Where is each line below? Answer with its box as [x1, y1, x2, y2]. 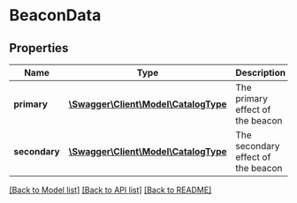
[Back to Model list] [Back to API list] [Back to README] [9, 184, 212, 195]
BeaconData [9, 5, 102, 26]
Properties [9, 41, 69, 56]
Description [235, 67, 286, 79]
